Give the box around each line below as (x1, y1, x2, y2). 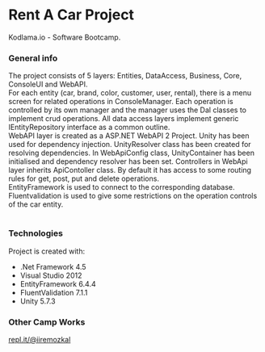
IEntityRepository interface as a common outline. (8, 123, 170, 132)
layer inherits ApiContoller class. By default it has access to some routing (8, 166, 252, 175)
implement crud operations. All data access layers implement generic (8, 114, 239, 124)
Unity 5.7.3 (19, 296, 56, 306)
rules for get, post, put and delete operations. (8, 174, 160, 183)
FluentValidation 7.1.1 (19, 287, 88, 297)
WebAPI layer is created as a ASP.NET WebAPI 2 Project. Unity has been (8, 131, 250, 140)
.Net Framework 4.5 (19, 262, 86, 271)
